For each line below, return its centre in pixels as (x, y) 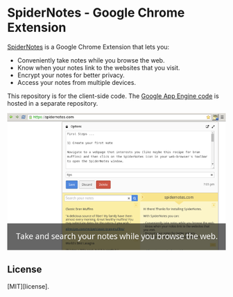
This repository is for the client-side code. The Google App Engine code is (113, 96)
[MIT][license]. (28, 286)
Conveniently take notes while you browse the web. (91, 60)
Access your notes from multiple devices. (77, 82)
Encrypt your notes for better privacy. (71, 75)
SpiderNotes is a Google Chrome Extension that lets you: (88, 47)
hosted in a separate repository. (53, 103)
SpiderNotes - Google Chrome (96, 13)
